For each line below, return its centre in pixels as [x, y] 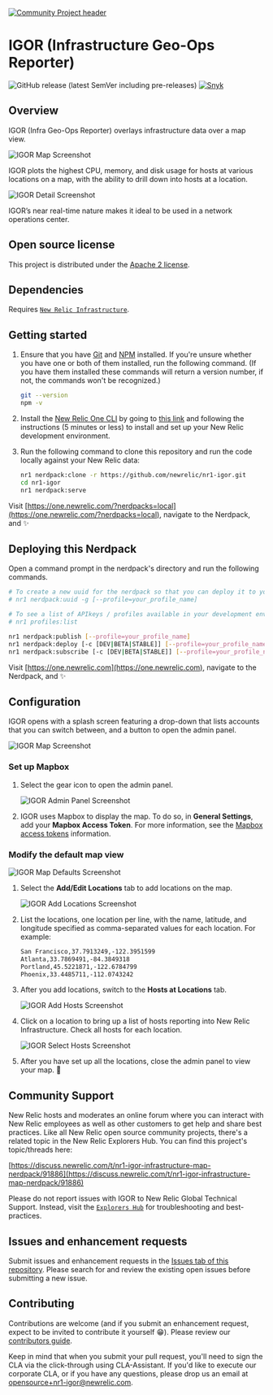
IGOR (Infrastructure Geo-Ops [112, 46]
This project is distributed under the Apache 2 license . [99, 264]
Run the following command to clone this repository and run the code [136, 451]
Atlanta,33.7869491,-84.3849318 [75, 959]
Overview [34, 111]
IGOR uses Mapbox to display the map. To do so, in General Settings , [136, 816]
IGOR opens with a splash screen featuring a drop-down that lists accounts [134, 721]
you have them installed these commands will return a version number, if [142, 372]
